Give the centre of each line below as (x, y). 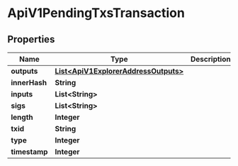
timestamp (29, 152)
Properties (31, 39)
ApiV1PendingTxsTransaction (96, 13)
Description (211, 59)
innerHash (29, 83)
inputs (22, 94)
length (22, 117)
